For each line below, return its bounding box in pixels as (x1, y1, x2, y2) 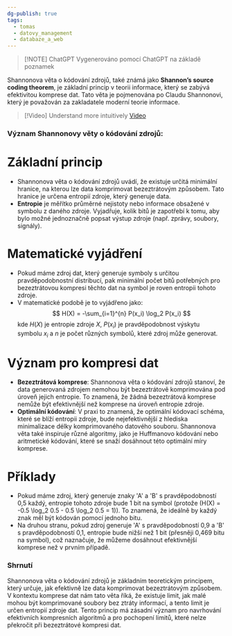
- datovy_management (13, 29, 73, 37)
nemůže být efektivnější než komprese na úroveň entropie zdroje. (17, 400, 204, 408)
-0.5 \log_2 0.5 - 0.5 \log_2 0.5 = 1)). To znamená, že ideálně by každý (17, 506, 217, 514)
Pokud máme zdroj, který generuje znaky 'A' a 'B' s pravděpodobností (17, 492, 217, 500)
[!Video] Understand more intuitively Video (24, 112, 147, 120)
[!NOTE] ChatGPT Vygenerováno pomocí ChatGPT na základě (24, 55, 202, 63)
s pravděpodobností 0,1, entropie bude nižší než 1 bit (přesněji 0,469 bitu (17, 528, 225, 537)
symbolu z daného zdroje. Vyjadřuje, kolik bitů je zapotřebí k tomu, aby (17, 206, 220, 215)
